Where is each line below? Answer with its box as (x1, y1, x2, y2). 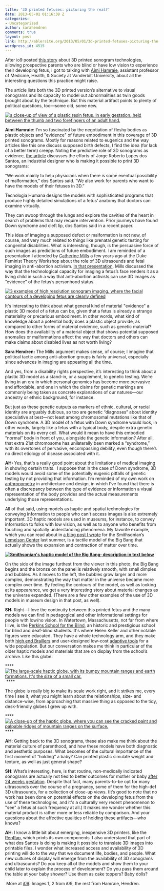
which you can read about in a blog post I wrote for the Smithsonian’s (5, 532, 144, 538)
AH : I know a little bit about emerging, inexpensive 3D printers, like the (5, 829, 147, 835)
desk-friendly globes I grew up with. (5, 704, 78, 709)
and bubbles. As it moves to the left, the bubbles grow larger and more (5, 571, 147, 577)
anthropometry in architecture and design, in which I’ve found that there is (5, 480, 155, 486)
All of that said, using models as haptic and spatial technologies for (5, 506, 140, 512)
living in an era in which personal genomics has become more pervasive (5, 379, 150, 385)
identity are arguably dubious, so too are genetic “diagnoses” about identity (5, 409, 157, 415)
